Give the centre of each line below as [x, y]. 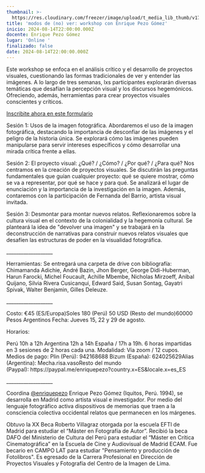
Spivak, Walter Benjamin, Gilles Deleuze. [57, 289]
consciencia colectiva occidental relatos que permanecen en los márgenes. [101, 413]
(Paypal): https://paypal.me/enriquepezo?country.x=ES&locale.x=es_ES [96, 369]
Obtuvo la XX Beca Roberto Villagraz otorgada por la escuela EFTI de [93, 424]
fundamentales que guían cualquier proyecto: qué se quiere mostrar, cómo [100, 176]
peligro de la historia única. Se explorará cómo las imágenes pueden [92, 138]
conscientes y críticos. [35, 101]
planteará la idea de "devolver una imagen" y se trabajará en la [85, 227]
